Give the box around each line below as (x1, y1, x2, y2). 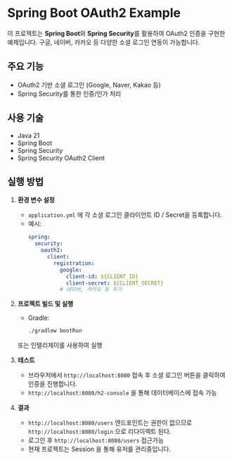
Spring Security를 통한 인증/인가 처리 (17, 89, 122, 98)
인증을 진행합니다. (27, 380, 77, 388)
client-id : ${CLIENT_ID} (65, 273, 139, 280)
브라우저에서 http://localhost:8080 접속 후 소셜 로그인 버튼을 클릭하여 (27, 371, 226, 380)
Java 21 (17, 131, 40, 139)
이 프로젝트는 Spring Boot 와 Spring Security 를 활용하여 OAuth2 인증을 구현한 (7, 29, 226, 37)
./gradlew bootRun (27, 328, 82, 335)
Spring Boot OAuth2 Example (7, 5, 181, 21)
